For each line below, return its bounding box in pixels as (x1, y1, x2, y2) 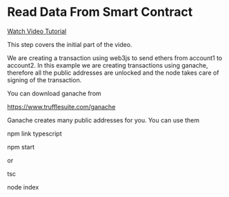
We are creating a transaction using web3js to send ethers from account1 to (7, 53, 223, 62)
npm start (7, 142, 35, 151)
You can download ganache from (7, 89, 101, 97)
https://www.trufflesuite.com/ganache (7, 102, 116, 111)
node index (7, 182, 39, 191)
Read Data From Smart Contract (7, 4, 193, 20)
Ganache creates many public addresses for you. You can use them (7, 115, 200, 124)
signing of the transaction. (7, 75, 82, 84)
